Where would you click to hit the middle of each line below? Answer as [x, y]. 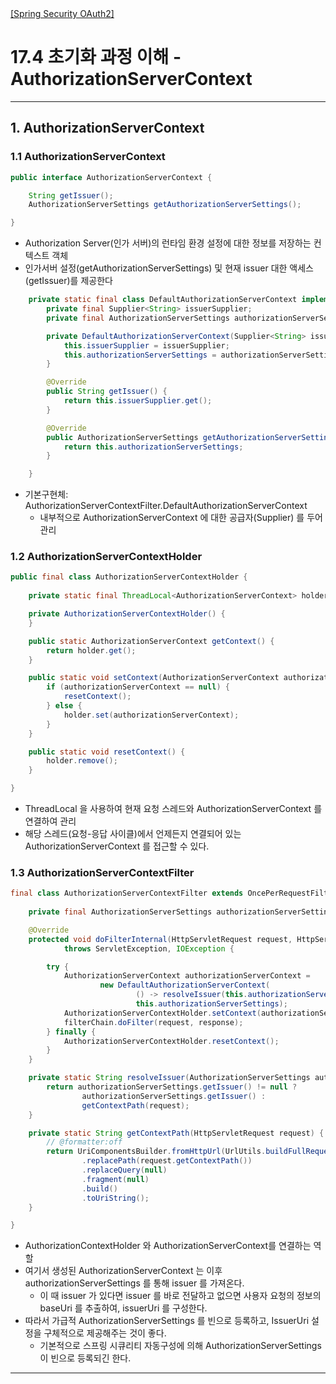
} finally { [71, 1032]
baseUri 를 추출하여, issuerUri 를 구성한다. [123, 1308]
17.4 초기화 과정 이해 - [96, 57]
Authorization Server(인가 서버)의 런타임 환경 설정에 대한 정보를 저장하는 [168, 243]
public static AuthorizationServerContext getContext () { [151, 641]
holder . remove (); [82, 761]
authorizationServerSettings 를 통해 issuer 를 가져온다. [134, 1283]
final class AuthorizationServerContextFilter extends [127, 893]
